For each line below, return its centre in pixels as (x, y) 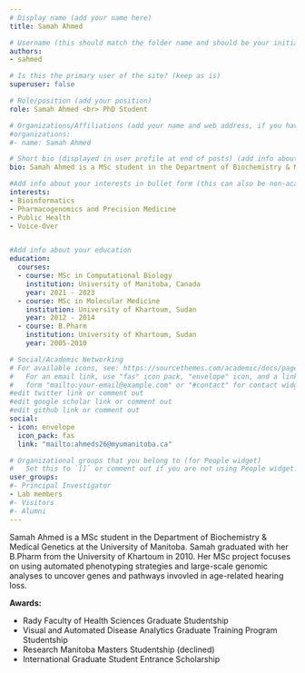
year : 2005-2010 (57, 343)
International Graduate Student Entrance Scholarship (121, 658)
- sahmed (26, 60)
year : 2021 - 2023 (60, 292)
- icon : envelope (42, 427)
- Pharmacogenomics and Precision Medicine (93, 209)
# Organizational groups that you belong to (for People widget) (135, 460)
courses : (34, 267)
